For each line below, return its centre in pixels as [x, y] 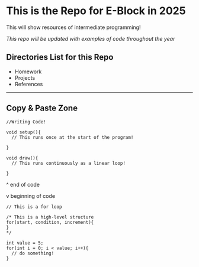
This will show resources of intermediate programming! [73, 27]
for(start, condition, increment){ [50, 222]
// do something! [33, 253]
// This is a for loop [34, 207]
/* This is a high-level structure [50, 217]
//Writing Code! [26, 122]
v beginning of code [31, 196]
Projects [25, 77]
